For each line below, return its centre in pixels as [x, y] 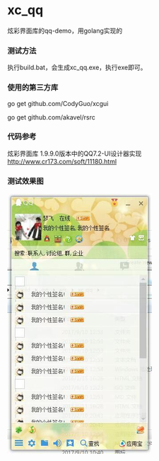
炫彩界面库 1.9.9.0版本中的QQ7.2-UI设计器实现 [75, 153]
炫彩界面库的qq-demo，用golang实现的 [65, 30]
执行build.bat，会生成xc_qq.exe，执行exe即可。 [77, 68]
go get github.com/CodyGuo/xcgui [58, 103]
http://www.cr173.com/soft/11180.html [62, 161]
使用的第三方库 [33, 88]
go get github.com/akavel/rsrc [51, 117]
